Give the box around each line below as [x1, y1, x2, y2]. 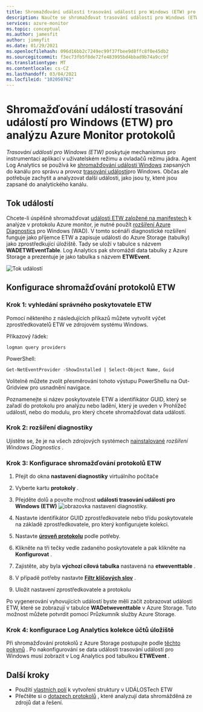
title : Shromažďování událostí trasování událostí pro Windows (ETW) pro [6, 8, 196, 15]
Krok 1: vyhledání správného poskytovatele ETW [6, 301, 152, 309]
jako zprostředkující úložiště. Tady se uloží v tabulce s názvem [6, 240, 162, 247]
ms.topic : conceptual [6, 25, 61, 32]
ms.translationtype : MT [6, 59, 66, 65]
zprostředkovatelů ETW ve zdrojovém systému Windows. [6, 321, 149, 328]
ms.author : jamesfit [6, 32, 59, 38]
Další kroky [6, 670, 50, 680]
